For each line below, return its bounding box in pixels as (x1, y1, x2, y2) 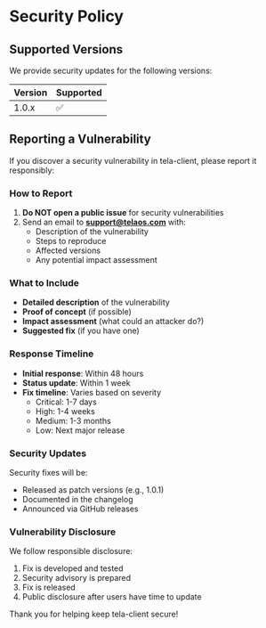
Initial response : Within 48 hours (21, 368, 144, 379)
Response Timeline (9, 347, 94, 360)
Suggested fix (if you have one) (21, 325, 140, 336)
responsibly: (9, 165, 55, 175)
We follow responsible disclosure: (9, 546, 133, 557)
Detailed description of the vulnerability (21, 297, 171, 308)
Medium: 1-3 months (35, 415, 111, 426)
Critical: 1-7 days (35, 396, 98, 407)
